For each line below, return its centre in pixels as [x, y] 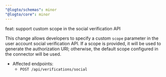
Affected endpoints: [33, 64]
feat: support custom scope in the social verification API [63, 28]
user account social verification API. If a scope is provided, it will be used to [83, 43]
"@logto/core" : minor [28, 14]
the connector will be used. [33, 54]
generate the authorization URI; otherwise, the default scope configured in [82, 49]
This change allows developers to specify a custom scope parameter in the [82, 38]
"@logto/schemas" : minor [31, 10]
